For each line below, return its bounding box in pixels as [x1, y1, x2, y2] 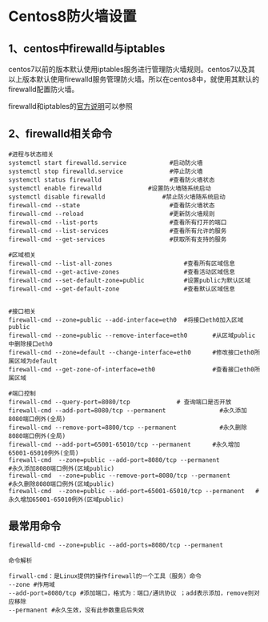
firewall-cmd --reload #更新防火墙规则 [8, 210, 215, 218]
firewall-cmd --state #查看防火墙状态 [8, 201, 215, 209]
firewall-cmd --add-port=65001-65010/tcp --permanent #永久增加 [8, 440, 240, 448]
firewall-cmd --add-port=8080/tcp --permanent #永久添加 [8, 406, 248, 415]
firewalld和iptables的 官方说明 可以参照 [8, 102, 134, 110]
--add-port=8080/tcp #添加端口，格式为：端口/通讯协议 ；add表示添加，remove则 [8, 589, 254, 597]
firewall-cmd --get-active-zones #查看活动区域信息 [8, 267, 236, 276]
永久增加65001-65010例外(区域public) [8, 496, 125, 504]
